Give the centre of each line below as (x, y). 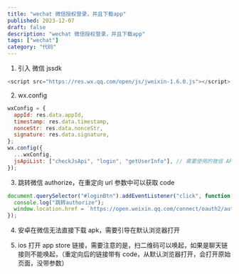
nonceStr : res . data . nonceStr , (58, 128)
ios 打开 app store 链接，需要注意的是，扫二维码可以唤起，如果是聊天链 (123, 246)
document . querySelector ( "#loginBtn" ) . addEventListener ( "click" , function (119, 196)
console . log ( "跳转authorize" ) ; (59, 202)
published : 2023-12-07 (41, 21)
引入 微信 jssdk (40, 68)
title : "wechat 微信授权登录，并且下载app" (67, 14)
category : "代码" (32, 47)
